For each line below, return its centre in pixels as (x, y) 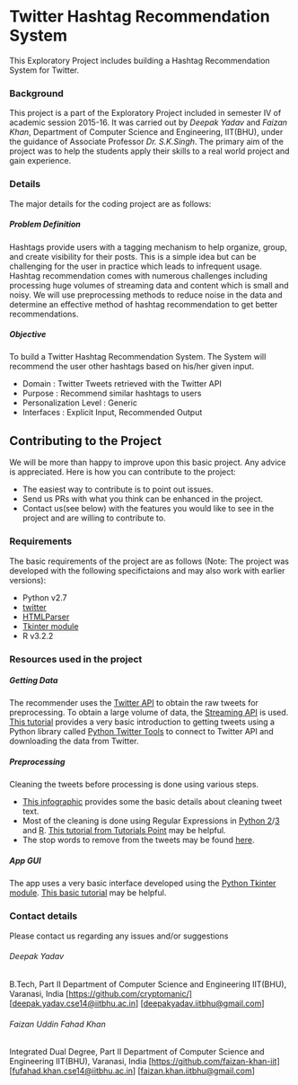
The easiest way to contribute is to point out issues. (118, 489)
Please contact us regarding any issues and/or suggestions (119, 936)
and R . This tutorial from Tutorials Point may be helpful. (124, 831)
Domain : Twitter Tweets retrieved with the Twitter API (122, 384)
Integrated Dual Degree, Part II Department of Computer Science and (137, 1052)
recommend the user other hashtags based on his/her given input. (131, 367)
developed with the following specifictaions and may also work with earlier (147, 570)
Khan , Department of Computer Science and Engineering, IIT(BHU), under (146, 132)
